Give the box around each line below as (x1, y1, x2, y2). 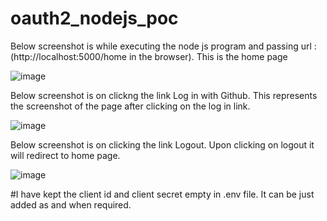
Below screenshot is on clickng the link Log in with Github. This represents (10, 89, 318, 101)
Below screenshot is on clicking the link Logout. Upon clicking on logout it (10, 138, 315, 151)
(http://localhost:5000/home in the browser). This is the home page (10, 50, 288, 62)
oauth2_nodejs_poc (10, 7, 179, 30)
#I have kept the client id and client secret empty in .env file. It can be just (10, 188, 315, 200)
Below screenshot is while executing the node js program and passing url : (10, 40, 317, 52)
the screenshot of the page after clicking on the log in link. (10, 100, 251, 112)
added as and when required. (10, 198, 132, 211)
